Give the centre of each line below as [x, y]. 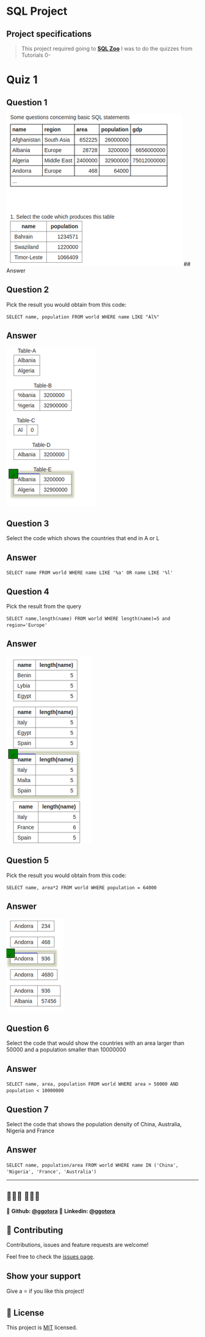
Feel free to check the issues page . [50, 1257]
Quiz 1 [22, 80]
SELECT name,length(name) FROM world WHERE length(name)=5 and [88, 619]
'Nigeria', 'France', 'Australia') [52, 1172]
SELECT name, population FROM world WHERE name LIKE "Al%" [83, 317]
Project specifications [49, 34]
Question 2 [28, 290]
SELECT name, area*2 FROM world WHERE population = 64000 [81, 887]
